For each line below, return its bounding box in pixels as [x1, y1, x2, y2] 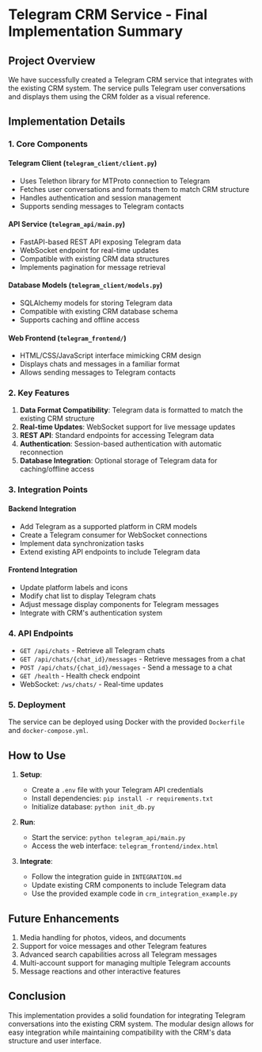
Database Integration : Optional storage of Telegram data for [19, 456, 218, 466]
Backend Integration [8, 504, 77, 513]
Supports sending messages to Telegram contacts [19, 201, 184, 211]
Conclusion [8, 989, 66, 1003]
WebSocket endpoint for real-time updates [19, 245, 160, 255]
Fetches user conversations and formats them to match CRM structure [19, 184, 249, 194]
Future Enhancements [8, 912, 120, 925]
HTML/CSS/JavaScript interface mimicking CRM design [19, 351, 202, 360]
